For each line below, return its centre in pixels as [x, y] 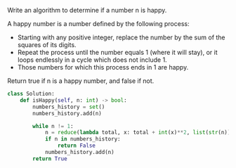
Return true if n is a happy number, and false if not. [81, 81]
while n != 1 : [53, 126]
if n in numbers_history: [83, 139]
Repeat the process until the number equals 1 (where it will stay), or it [117, 52]
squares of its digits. [47, 45]
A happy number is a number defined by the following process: [98, 24]
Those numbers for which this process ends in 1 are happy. [103, 67]
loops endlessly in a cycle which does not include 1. [92, 60]
